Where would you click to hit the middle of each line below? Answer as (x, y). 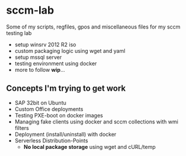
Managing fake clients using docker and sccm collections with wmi (97, 122)
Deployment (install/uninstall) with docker (65, 134)
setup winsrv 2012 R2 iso (45, 44)
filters (22, 128)
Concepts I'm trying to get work (66, 89)
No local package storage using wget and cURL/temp (89, 147)
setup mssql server (38, 57)
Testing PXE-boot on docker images (59, 115)
